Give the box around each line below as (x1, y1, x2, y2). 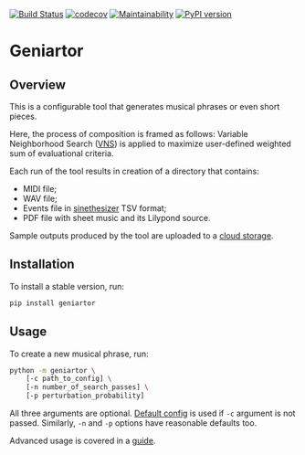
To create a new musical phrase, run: (9, 348, 149, 359)
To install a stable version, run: (9, 280, 125, 291)
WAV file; (22, 193, 58, 204)
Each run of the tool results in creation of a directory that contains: (9, 165, 259, 176)
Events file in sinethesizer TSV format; (22, 203, 167, 214)
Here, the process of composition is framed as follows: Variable (9, 129, 248, 139)
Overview (9, 77, 67, 92)
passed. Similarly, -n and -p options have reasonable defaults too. (9, 418, 258, 429)
